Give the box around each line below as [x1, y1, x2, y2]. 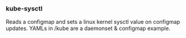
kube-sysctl [6, 4, 43, 13]
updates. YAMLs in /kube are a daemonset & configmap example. [6, 25, 171, 32]
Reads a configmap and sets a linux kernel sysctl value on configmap [6, 18, 180, 26]
